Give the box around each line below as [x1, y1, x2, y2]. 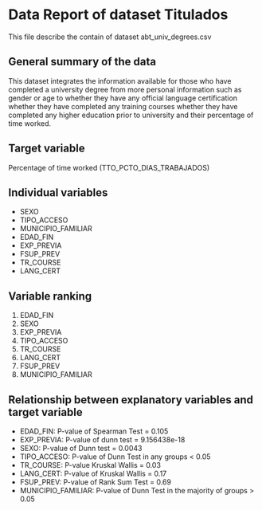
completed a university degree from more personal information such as [8, 84, 242, 94]
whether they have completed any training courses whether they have [8, 101, 238, 111]
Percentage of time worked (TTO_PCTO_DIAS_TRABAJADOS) [8, 163, 210, 172]
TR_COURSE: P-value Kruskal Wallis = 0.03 [19, 461, 162, 469]
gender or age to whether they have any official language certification [8, 93, 237, 103]
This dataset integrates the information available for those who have [8, 76, 232, 85]
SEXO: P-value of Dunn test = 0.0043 [19, 444, 143, 453]
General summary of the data [8, 55, 157, 69]
